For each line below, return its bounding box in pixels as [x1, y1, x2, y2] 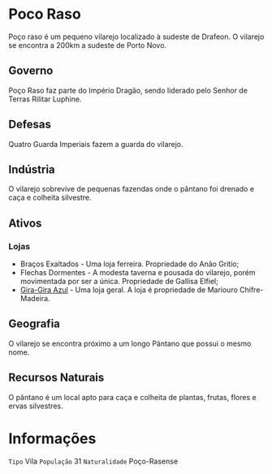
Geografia [8, 317, 61, 331]
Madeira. [19, 294, 50, 304]
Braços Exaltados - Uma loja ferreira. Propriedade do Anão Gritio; [19, 259, 240, 269]
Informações [8, 429, 97, 447]
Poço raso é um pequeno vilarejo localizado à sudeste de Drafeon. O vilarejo [8, 32, 265, 41]
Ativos [8, 216, 42, 230]
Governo [8, 64, 54, 78]
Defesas [8, 118, 51, 131]
